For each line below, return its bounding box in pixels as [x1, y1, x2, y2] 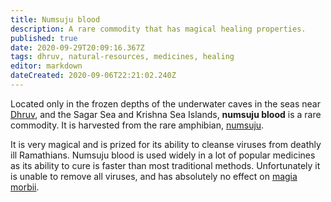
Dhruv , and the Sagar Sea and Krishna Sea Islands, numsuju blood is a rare [10, 108, 322, 120]
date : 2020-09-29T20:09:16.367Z [10, 42, 145, 53]
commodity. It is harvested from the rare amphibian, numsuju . [10, 119, 265, 131]
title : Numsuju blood [10, 14, 101, 25]
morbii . [10, 181, 40, 193]
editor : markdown [10, 61, 83, 71]
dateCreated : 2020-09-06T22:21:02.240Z [10, 71, 177, 81]
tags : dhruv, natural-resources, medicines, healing [10, 52, 235, 62]
